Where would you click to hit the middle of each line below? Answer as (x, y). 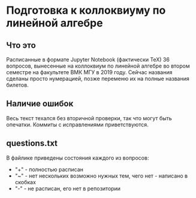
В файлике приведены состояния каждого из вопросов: (78, 158)
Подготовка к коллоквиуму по (86, 10)
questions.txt (32, 143)
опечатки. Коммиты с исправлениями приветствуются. (77, 124)
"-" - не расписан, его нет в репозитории (68, 188)
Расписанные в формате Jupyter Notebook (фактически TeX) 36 (88, 60)
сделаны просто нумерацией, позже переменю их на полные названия (98, 79)
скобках (25, 182)
